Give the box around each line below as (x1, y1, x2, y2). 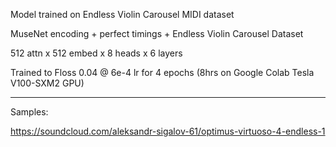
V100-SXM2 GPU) (10, 77, 85, 89)
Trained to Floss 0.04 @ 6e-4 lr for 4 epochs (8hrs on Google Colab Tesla (10, 67, 315, 78)
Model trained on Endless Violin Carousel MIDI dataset (10, 9, 235, 20)
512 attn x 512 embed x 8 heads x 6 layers (10, 47, 183, 59)
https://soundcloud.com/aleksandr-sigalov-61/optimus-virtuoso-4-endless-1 (10, 125, 326, 137)
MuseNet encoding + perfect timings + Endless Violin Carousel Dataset (10, 28, 304, 39)
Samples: (10, 106, 49, 118)
